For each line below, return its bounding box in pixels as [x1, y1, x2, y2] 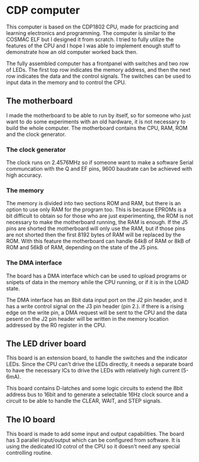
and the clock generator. [6, 130, 67, 138]
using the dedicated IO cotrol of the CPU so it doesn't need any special [6, 443, 180, 450]
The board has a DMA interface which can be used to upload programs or [6, 272, 187, 279]
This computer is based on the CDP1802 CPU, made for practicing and [6, 23, 179, 30]
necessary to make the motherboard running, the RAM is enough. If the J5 [6, 219, 188, 226]
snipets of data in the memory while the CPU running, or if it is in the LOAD [6, 278, 189, 285]
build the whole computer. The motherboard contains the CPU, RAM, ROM [6, 124, 188, 131]
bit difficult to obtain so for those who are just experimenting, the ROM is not [6, 212, 194, 219]
